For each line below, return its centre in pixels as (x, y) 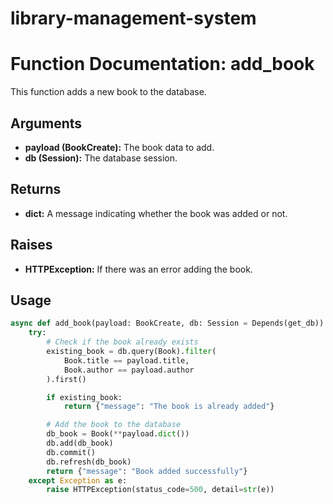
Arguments (46, 123)
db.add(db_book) (80, 443)
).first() (66, 379)
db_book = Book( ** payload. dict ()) (118, 434)
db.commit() (71, 452)
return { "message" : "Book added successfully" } (147, 471)
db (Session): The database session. (101, 158)
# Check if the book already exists (122, 342)
